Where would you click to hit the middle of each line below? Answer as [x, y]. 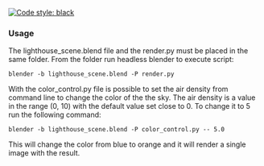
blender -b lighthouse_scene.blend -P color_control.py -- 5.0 [117, 130]
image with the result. [44, 153]
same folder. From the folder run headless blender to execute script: [121, 60]
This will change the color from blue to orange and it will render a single [127, 144]
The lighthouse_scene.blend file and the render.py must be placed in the [128, 51]
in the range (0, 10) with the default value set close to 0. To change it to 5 [130, 106]
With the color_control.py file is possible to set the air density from [118, 89]
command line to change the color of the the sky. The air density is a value [132, 98]
